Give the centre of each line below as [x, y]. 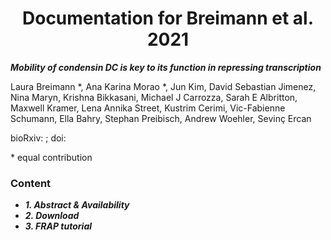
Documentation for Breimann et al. [167, 18]
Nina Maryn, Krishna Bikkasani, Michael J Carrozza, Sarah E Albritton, [154, 97]
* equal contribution [51, 157]
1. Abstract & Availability [77, 205]
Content [31, 183]
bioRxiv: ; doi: [38, 138]
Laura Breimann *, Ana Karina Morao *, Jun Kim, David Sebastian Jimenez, [163, 86]
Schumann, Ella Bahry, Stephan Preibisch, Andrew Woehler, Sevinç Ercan [161, 118]
